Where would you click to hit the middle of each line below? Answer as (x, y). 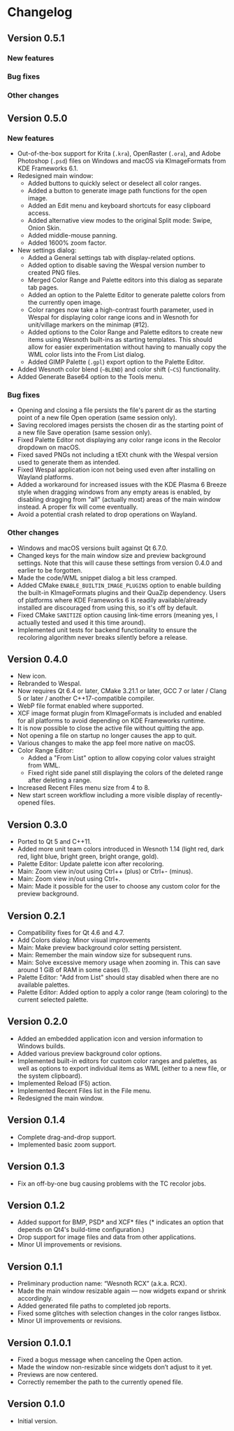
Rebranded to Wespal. (49, 683)
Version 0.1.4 (36, 1120)
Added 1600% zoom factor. (67, 243)
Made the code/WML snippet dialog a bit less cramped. (97, 577)
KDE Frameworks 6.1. (47, 168)
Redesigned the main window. (60, 1098)
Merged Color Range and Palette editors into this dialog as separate (125, 280)
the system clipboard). (50, 1076)
